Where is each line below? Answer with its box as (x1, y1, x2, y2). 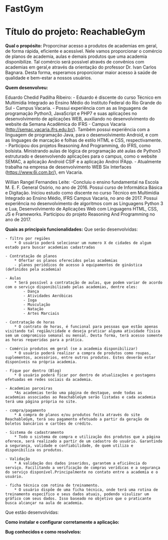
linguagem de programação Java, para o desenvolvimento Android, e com (5, 132, 158, 138)
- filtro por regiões (5, 236, 51, 241)
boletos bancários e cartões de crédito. (5, 421, 93, 426)
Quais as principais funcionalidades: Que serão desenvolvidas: (5, 226, 138, 232)
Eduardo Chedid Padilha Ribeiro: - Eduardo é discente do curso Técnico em (5, 94, 161, 101)
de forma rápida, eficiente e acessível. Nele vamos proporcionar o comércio (5, 48, 162, 54)
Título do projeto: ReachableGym (5, 26, 145, 38)
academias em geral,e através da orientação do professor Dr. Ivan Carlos (5, 64, 156, 71)
